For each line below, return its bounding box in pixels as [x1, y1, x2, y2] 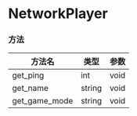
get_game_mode [12, 96, 74, 107]
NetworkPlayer [8, 5, 108, 23]
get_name [12, 83, 49, 94]
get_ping [12, 70, 45, 81]
